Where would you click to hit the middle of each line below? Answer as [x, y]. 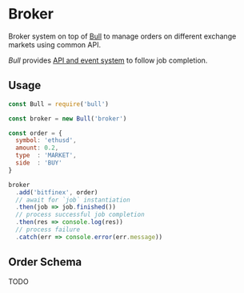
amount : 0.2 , [37, 148]
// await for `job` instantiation [73, 200]
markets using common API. [55, 44]
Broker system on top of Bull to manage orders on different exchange [122, 36]
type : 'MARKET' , [46, 156]
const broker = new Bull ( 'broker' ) [68, 118]
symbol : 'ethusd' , [46, 140]
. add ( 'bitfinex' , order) [57, 192]
